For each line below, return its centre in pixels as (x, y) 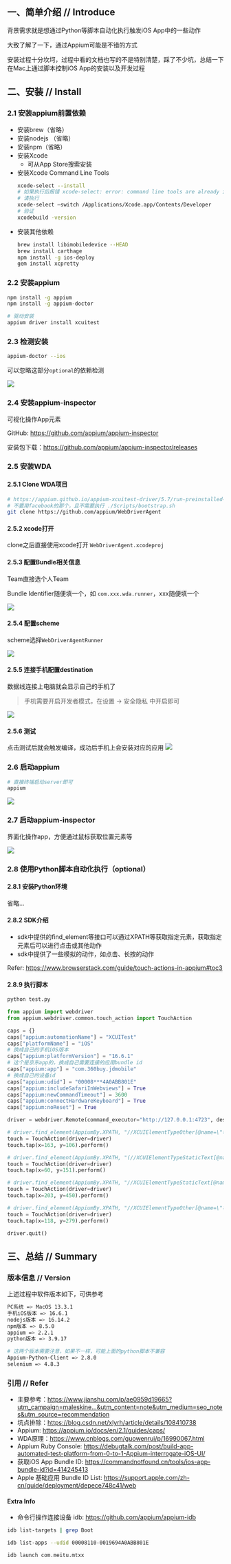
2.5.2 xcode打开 (31, 528)
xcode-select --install (51, 186)
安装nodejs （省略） (45, 138)
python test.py (29, 1000)
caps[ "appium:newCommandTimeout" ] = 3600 (67, 1095)
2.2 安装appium (34, 283)
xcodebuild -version (46, 218)
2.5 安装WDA (29, 467)
